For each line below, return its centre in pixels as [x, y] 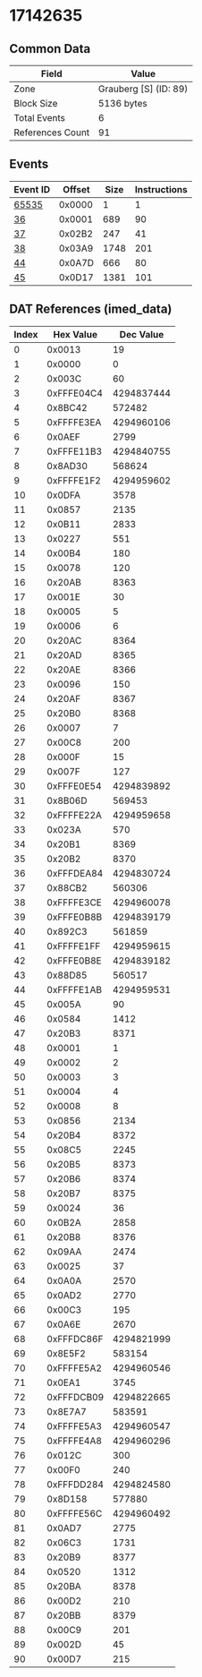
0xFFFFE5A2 [75, 1368]
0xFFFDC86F [75, 1339]
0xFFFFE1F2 [74, 480]
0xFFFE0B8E [74, 961]
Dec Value [142, 334]
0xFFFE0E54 [74, 786]
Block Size [36, 103]
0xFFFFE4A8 [75, 1441]
